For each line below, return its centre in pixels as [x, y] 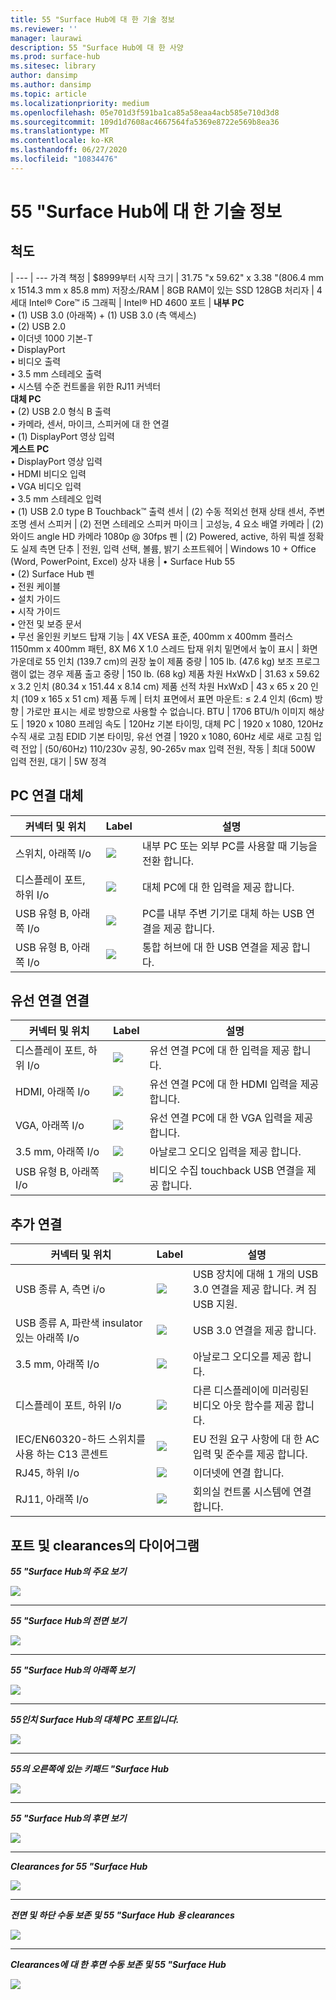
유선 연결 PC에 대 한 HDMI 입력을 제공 [234, 1084]
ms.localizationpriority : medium [80, 103]
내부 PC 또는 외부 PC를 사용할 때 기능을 [229, 846]
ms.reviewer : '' [44, 29]
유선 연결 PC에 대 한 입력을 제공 [219, 1051]
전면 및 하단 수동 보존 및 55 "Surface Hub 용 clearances [122, 1915]
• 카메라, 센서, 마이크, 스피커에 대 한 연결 [90, 423]
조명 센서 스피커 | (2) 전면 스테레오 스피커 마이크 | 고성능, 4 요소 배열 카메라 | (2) [167, 523]
